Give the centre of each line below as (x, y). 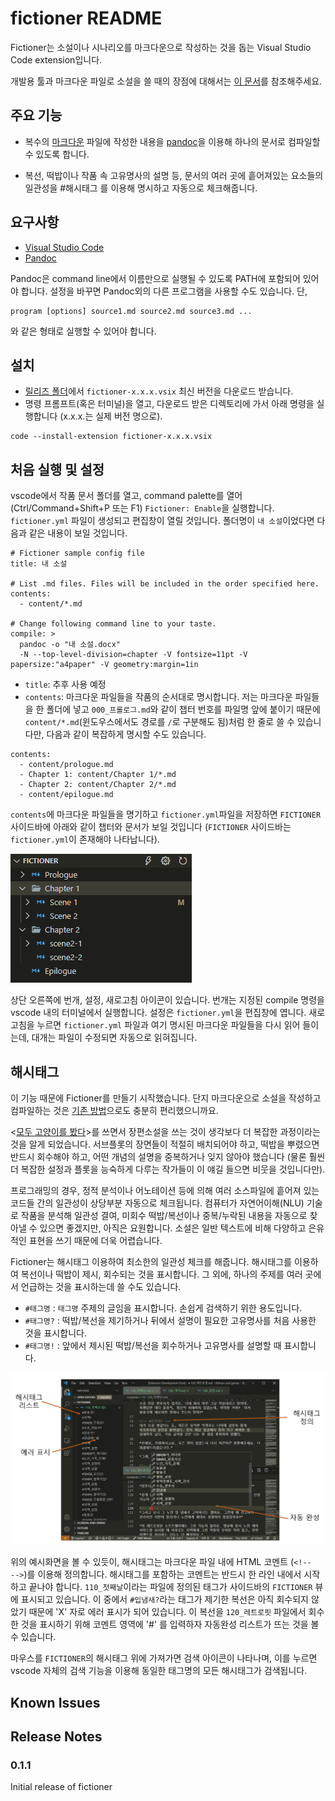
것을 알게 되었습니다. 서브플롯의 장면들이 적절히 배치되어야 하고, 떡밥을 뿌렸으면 (165, 1144)
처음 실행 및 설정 (57, 469)
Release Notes (56, 1736)
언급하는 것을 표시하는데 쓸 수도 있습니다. (101, 1286)
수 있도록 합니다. (57, 154)
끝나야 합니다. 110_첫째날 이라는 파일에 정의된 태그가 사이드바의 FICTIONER (170, 1587)
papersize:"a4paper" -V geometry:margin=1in (104, 665)
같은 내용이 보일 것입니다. (78, 533)
